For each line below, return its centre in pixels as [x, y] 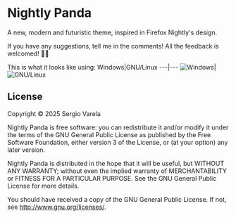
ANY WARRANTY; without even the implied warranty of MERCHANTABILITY [117, 171]
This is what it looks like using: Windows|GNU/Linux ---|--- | [112, 67]
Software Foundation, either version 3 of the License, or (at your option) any [118, 142]
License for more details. [43, 186]
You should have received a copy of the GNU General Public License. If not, [117, 199]
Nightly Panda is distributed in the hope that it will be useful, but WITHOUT [116, 163]
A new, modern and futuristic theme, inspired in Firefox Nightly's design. [112, 32]
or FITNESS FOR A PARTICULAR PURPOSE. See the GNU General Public [112, 178]
